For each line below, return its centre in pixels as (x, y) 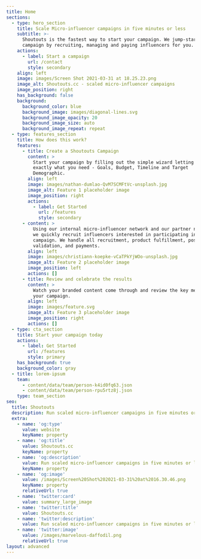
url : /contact (45, 62)
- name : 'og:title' (41, 441)
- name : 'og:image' (41, 474)
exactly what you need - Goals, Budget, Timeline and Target (110, 168)
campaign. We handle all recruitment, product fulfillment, (109, 240)
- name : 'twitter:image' (48, 530)
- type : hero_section (39, 23)
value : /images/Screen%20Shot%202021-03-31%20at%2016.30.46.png (104, 480)
